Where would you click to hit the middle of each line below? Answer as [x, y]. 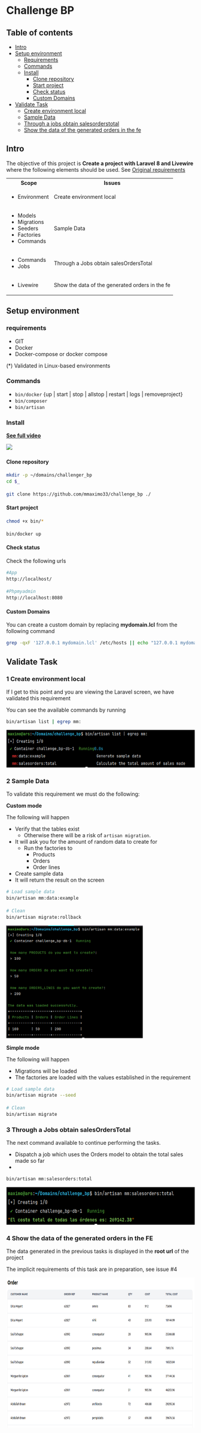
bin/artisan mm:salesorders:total [49, 1179]
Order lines [46, 867]
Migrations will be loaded [46, 1071]
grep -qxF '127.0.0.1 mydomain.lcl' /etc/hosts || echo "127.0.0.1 [92, 643]
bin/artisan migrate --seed [41, 1095]
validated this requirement [38, 698]
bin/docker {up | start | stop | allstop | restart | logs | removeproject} [99, 394]
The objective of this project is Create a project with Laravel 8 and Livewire [100, 163]
